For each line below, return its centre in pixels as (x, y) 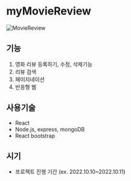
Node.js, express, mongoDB (50, 129)
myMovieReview (49, 11)
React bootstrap (35, 136)
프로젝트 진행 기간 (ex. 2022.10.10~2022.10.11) (70, 172)
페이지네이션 (30, 79)
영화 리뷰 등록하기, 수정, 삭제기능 (53, 64)
